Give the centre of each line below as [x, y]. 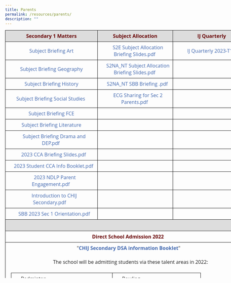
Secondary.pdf [50, 202]
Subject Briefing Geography [51, 69]
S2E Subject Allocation [138, 48]
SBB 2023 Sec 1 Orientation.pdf [54, 214]
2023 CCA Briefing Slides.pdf [54, 155]
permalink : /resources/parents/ [38, 14]
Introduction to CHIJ [54, 196]
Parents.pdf [135, 102]
